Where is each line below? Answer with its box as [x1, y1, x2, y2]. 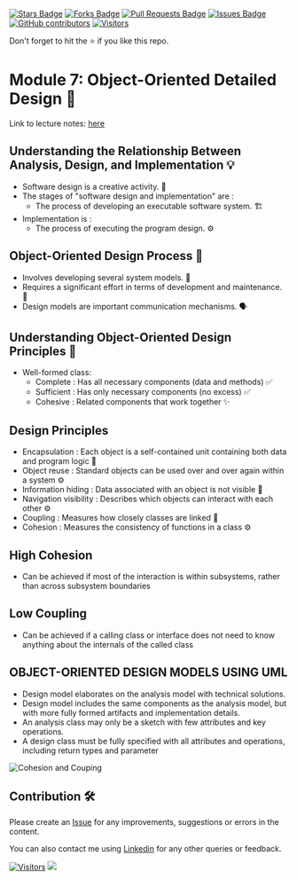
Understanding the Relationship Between [9, 144, 242, 159]
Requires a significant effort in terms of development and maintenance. [21, 281, 282, 292]
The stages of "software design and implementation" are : [21, 191, 235, 201]
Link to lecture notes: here [9, 118, 105, 129]
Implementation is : [21, 213, 92, 224]
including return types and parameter [21, 745, 160, 756]
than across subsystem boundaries [21, 581, 151, 591]
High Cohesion [9, 547, 93, 562]
